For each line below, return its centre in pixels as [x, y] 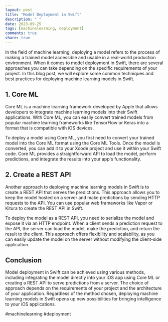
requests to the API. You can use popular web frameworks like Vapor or [79, 203]
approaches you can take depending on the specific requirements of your [81, 68]
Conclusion [24, 260]
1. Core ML [22, 95]
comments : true [21, 33]
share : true [18, 38]
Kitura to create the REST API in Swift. [44, 208]
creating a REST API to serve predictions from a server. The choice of [77, 283]
